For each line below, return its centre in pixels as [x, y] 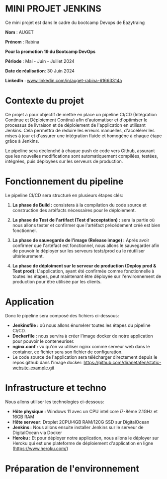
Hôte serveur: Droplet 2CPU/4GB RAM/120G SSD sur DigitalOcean [81, 422]
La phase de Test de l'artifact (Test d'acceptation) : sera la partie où [83, 220]
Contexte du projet [45, 101]
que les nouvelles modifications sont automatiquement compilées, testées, [82, 156]
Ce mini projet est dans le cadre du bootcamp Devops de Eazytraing [75, 22]
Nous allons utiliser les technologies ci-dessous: [55, 402]
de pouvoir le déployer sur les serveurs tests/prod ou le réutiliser [79, 250]
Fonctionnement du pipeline [64, 181]
